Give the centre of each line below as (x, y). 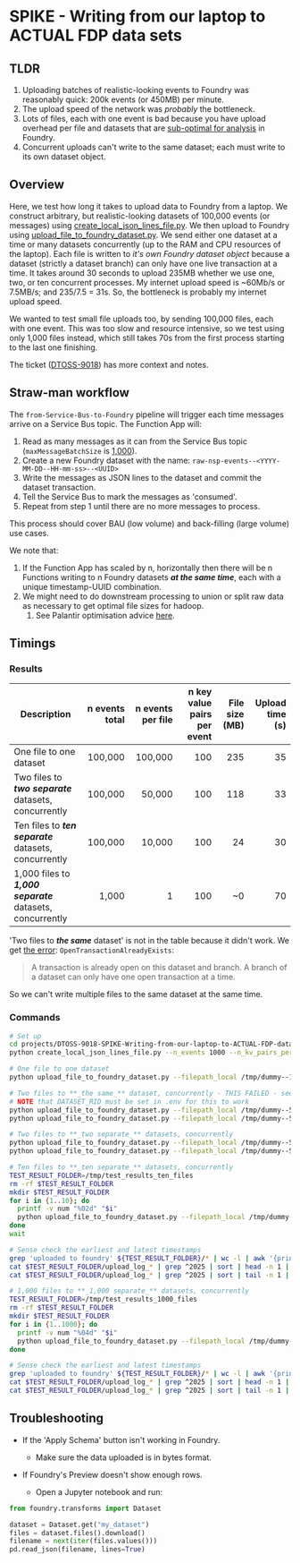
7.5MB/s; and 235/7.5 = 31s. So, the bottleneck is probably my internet (138, 292)
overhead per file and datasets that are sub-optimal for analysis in (143, 128)
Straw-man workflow (69, 393)
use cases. (29, 533)
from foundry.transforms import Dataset (86, 1508)
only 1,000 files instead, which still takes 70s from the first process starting (147, 337)
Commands (35, 1018)
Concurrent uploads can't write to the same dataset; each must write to (154, 147)
